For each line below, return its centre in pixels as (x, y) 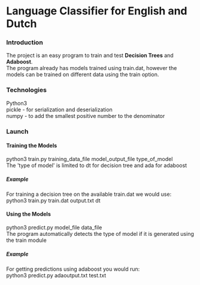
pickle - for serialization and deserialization (59, 110)
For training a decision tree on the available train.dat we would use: (89, 194)
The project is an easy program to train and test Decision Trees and (90, 56)
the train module (26, 240)
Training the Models (32, 145)
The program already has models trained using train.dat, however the (92, 68)
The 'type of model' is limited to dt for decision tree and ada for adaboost (97, 165)
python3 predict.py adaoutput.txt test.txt (56, 275)
